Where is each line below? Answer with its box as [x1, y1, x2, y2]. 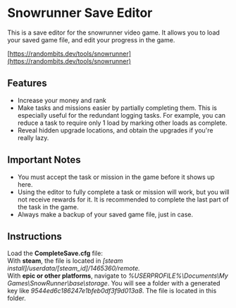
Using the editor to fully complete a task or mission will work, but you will [17, 187, 230, 196]
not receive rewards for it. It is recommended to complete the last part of [17, 195, 229, 204]
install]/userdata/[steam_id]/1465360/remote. [7, 264, 141, 273]
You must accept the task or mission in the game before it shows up [17, 173, 215, 181]
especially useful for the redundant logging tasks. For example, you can [17, 111, 226, 119]
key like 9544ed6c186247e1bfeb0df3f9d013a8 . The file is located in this [7, 287, 217, 295]
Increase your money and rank [17, 96, 107, 104]
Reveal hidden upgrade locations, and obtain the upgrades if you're [17, 125, 213, 135]
